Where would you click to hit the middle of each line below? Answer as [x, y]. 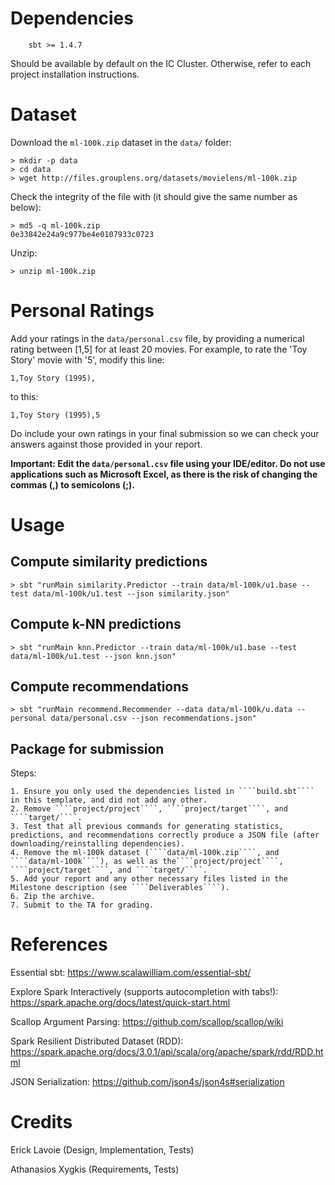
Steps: [23, 773]
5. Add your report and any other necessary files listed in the [149, 879]
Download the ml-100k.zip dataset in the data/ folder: [121, 142]
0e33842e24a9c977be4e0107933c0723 [82, 234]
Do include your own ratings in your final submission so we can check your [165, 433]
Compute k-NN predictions [96, 624]
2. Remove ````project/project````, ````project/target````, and [149, 809]
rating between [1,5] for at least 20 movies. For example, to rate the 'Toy [159, 349]
